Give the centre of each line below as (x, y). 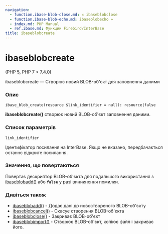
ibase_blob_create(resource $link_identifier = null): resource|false (80, 105)
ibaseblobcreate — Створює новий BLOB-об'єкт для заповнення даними (82, 81)
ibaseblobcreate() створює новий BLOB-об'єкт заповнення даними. (78, 114)
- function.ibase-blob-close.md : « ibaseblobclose (64, 15)
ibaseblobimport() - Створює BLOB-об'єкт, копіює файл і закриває (83, 222)
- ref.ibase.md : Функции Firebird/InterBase (57, 29)
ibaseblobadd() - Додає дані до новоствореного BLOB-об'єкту (79, 206)
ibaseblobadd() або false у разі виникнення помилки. (62, 182)
